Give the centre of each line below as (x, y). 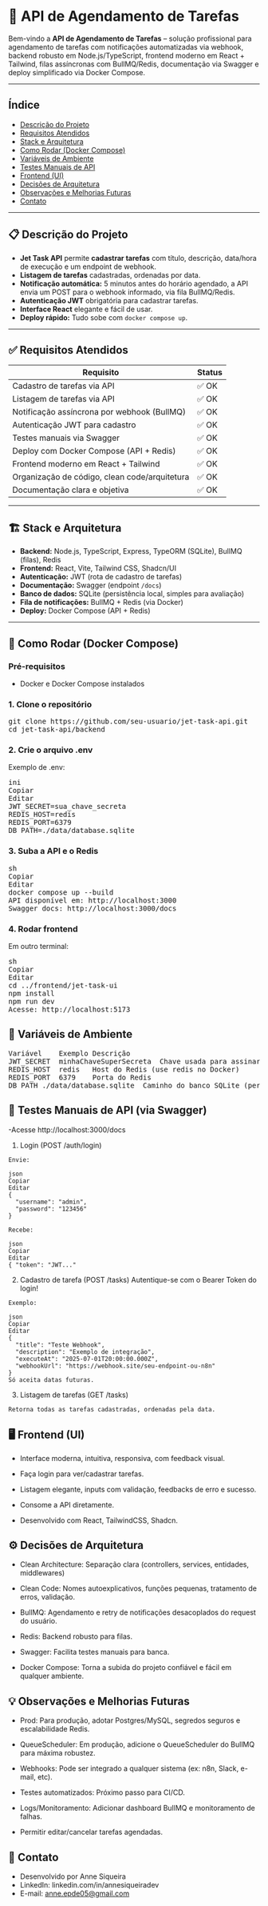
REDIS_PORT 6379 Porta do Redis (80, 1077)
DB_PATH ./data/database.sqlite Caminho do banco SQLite (124, 1085)
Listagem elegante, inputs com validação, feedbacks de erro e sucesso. (138, 1489)
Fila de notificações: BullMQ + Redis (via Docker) (101, 603)
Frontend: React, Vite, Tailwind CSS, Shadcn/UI (98, 568)
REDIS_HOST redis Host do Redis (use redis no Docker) (124, 1069)
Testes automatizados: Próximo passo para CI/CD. (102, 1792)
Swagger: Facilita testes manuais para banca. (95, 1652)
